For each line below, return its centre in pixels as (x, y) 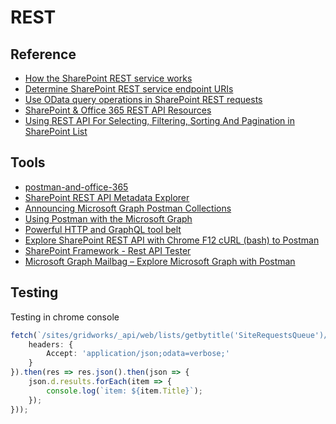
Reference (43, 54)
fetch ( (24, 335)
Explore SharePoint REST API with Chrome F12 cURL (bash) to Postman (172, 240)
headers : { (51, 344)
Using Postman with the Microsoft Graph (108, 218)
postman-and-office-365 (76, 187)
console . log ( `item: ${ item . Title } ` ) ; (124, 391)
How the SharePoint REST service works (108, 78)
